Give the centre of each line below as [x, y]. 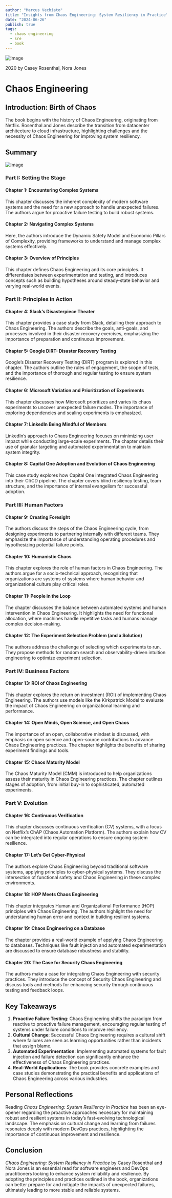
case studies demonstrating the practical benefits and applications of [86, 1073]
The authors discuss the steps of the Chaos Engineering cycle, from [77, 529]
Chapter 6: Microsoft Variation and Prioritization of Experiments [75, 391]
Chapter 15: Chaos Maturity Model [43, 762]
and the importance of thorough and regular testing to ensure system [78, 373]
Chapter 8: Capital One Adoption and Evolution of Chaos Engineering [80, 464]
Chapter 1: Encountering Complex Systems [52, 190]
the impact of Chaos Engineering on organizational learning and [72, 705]
